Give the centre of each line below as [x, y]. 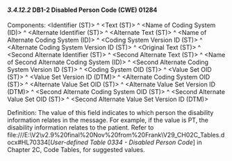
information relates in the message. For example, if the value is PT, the [108, 120]
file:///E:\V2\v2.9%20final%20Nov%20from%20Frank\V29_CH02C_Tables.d [116, 135]
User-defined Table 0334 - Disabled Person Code [121, 142]
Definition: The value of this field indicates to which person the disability [110, 113]
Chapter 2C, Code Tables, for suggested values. [76, 150]
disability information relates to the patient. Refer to [81, 128]
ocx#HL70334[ [29, 142]
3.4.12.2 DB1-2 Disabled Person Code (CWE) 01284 [82, 10]
